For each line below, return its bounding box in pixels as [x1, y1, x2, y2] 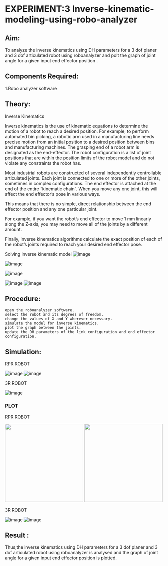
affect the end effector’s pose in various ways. [5, 191, 101, 197]
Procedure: [5, 295, 41, 303]
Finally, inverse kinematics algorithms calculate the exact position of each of [5, 236, 162, 242]
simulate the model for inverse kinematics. [5, 321, 99, 326]
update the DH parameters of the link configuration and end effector [5, 330, 155, 335]
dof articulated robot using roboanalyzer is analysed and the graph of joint [5, 550, 158, 556]
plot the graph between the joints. [5, 325, 81, 330]
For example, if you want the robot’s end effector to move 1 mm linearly [5, 216, 151, 222]
